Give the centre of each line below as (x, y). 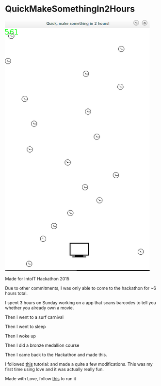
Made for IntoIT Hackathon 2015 (37, 278)
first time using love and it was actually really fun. (55, 369)
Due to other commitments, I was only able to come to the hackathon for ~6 (81, 288)
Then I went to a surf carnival (34, 317)
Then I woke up (21, 336)
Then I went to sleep (25, 326)
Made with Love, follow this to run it (41, 378)
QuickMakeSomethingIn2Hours (70, 9)
